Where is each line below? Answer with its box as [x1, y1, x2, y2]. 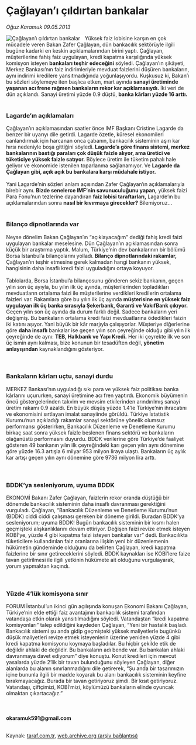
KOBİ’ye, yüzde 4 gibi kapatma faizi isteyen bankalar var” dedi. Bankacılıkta [6, 532, 188, 539]
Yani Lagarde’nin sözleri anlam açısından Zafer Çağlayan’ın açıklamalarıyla [6, 181, 185, 188]
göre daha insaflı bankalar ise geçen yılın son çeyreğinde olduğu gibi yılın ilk [6, 326, 191, 334]
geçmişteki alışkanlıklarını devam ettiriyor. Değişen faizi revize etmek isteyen [6, 525, 190, 533]
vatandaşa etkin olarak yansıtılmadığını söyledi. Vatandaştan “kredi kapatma [6, 615, 189, 622]
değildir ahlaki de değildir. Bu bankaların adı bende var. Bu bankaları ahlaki [6, 646, 185, 653]
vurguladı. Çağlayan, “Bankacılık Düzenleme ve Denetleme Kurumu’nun [6, 507, 178, 514]
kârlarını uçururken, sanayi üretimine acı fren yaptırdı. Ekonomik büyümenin [6, 392, 188, 399]
